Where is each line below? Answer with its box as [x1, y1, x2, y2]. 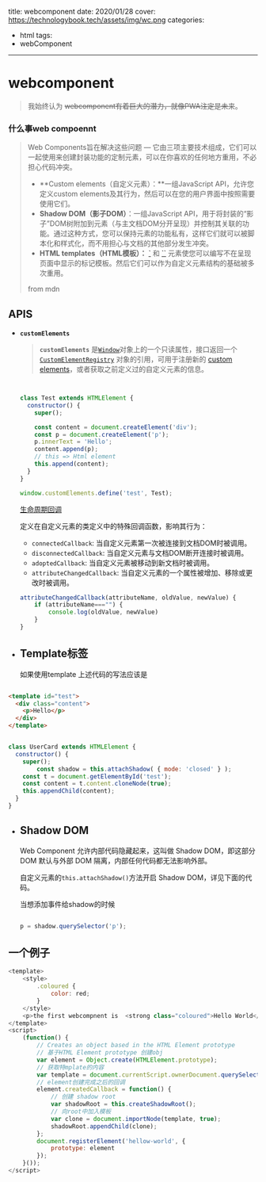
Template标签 [19, 647, 89, 660]
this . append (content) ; [34, 460, 109, 469]
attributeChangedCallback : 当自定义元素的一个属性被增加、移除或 [31, 568, 246, 577]
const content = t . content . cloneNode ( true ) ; [22, 780, 172, 788]
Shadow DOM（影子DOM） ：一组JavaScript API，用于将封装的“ [39, 209, 247, 219]
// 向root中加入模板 [50, 1107, 112, 1116]
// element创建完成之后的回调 [36, 1078, 125, 1086]
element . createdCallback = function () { [36, 1085, 172, 1093]
